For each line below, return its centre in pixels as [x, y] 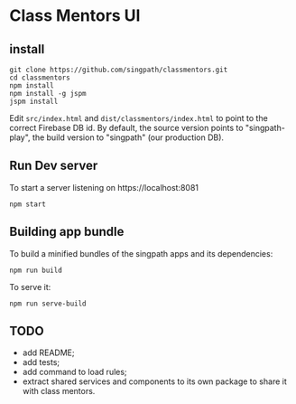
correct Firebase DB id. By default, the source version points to [126, 128]
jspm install [34, 101]
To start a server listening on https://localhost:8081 [104, 187]
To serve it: [30, 287]
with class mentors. [59, 391]
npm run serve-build [48, 304]
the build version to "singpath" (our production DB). [128, 137]
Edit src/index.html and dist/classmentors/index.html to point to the [139, 118]
